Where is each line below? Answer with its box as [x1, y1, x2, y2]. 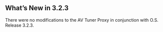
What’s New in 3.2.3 [5, 4, 69, 12]
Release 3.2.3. [5, 22, 34, 28]
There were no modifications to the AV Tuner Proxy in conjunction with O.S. [5, 17, 159, 23]
